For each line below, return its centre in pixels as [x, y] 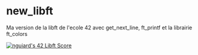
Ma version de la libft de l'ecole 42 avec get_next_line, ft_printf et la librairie [99, 27]
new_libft [30, 11]
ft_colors [17, 33]
